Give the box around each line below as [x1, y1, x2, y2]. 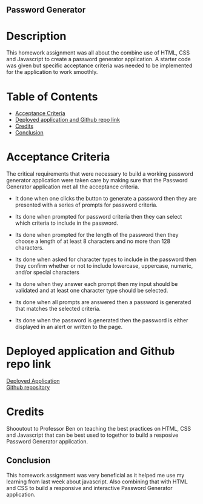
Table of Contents [6, 90, 98, 104]
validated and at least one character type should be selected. [15, 287, 168, 294]
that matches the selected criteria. [15, 305, 101, 313]
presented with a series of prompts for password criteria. [15, 201, 158, 208]
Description [6, 29, 67, 43]
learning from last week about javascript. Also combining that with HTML [6, 478, 188, 485]
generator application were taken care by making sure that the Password [6, 177, 188, 184]
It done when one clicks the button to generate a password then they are [15, 195, 197, 202]
